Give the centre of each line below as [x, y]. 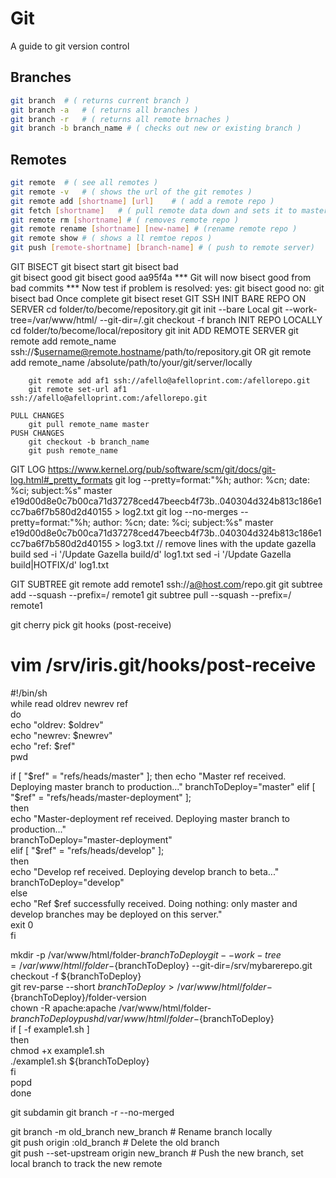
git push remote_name [73, 451]
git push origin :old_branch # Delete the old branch [115, 1142]
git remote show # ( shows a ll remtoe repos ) [111, 238]
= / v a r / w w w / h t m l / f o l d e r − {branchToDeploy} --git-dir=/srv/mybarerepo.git [161, 965]
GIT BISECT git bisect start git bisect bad [94, 267]
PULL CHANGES [37, 416]
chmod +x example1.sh [57, 1050]
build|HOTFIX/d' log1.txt [60, 565]
